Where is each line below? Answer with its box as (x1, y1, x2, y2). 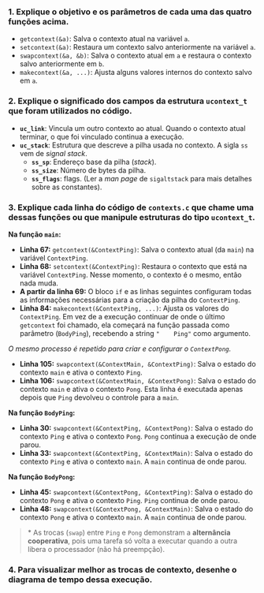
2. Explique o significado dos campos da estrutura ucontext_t (8, 95, 248, 106)
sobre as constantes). (31, 182, 102, 192)
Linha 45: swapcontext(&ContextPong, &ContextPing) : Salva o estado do (19, 487, 254, 497)
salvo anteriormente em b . (19, 59, 105, 69)
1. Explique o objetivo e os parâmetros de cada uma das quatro (8, 6, 252, 17)
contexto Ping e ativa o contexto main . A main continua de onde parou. (19, 457, 247, 466)
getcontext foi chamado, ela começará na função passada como (19, 320, 230, 330)
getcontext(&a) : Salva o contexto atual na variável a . (19, 34, 191, 43)
